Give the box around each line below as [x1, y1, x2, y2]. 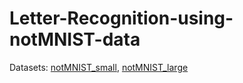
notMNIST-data [9, 28, 141, 51]
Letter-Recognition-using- [9, 7, 234, 30]
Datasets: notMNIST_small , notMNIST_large [9, 61, 189, 73]
